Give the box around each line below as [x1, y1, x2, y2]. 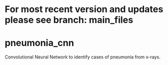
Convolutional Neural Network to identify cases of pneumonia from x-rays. [5, 54, 161, 60]
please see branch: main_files [5, 14, 133, 26]
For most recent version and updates [5, 4, 163, 15]
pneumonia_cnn [5, 37, 74, 49]
